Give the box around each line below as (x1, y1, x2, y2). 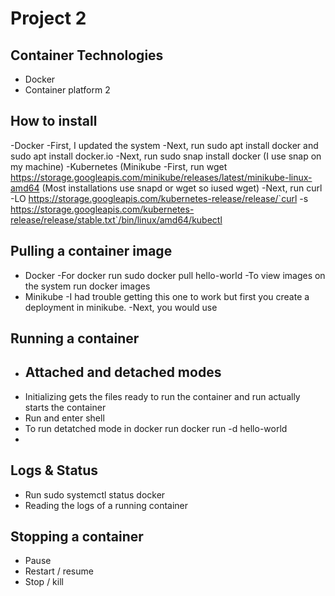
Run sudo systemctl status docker (24, 488, 166, 501)
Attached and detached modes (24, 364, 222, 381)
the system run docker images (24, 280, 151, 292)
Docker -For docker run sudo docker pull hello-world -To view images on (24, 269, 326, 281)
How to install (10, 113, 98, 130)
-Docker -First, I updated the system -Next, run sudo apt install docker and (10, 139, 319, 151)
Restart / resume (24, 565, 94, 577)
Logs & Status (10, 462, 99, 479)
